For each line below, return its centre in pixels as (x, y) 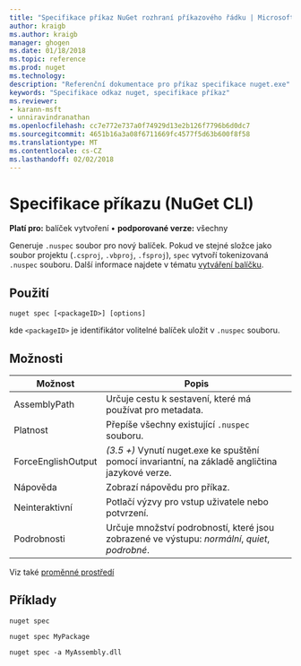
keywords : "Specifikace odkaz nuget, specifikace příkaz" (120, 92)
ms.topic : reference (48, 59)
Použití (29, 293)
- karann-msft (36, 109)
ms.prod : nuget (38, 68)
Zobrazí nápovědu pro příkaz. (168, 488)
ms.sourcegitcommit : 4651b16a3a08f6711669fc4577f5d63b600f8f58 (130, 134)
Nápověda (35, 488)
